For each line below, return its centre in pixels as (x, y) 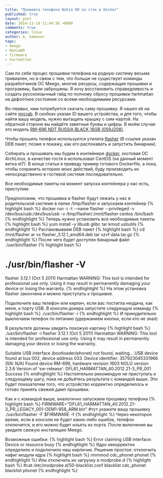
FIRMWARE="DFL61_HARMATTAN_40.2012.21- (89, 404)
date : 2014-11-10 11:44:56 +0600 (39, 23)
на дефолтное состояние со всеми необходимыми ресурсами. (71, 99)
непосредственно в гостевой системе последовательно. (64, 174)
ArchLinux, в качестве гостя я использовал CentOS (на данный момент (79, 159)
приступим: (17, 189)
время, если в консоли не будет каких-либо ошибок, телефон (70, 419)
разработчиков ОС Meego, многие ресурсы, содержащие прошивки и (79, 84)
